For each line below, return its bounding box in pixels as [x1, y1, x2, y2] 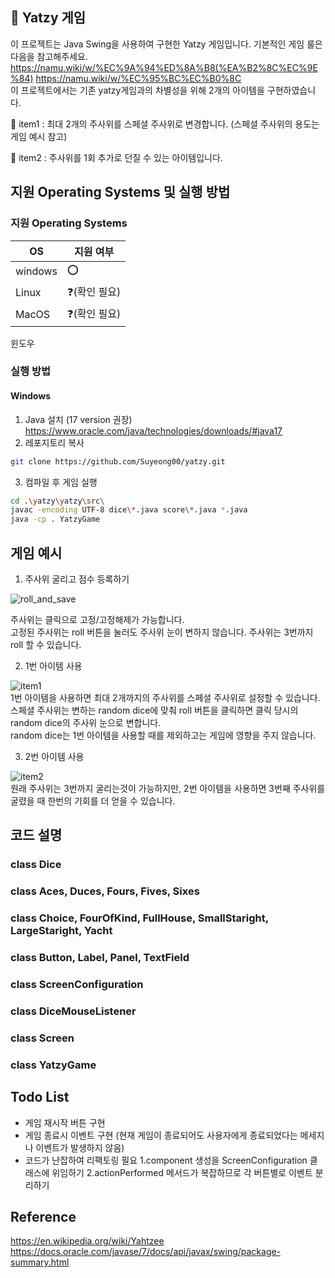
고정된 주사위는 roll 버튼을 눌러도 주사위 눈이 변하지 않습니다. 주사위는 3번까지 [10, 626, 314, 638]
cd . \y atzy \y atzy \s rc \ [10, 496, 105, 506]
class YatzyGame [10, 1058, 97, 1072]
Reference [10, 1208, 77, 1225]
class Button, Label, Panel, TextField [10, 951, 190, 965]
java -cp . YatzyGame [10, 514, 101, 525]
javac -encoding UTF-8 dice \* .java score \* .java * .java [10, 505, 248, 515]
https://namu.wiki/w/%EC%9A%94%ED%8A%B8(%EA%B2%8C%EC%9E [10, 61, 318, 73]
